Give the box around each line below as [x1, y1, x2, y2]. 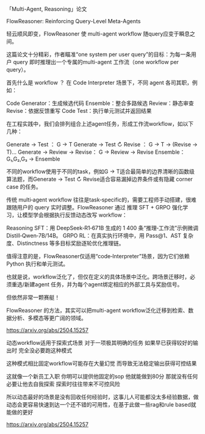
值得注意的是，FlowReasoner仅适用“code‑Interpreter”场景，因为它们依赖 [6, 253, 190, 259]
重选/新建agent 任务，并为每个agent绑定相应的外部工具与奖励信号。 [11, 281, 183, 288]
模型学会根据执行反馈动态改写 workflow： [22, 211, 128, 219]
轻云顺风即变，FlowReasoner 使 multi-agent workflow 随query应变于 [6, 30, 179, 37]
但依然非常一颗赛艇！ [6, 294, 60, 301]
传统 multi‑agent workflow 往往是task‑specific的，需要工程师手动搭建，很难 [6, 196, 197, 203]
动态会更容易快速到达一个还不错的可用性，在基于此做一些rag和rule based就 [6, 401, 196, 408]
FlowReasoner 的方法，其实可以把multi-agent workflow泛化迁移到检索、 [6, 307, 189, 314]
